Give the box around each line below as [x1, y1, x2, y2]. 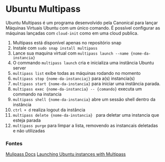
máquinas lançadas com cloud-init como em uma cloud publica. [5, 30, 139, 36]
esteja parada [12, 117, 41, 123]
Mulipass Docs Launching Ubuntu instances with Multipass [5, 151, 126, 157]
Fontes [5, 140, 23, 147]
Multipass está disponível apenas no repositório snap [12, 39, 122, 45]
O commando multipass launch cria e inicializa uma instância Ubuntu [12, 60, 154, 65]
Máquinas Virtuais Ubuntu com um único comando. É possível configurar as [5, 25, 160, 31]
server [12, 65, 26, 71]
